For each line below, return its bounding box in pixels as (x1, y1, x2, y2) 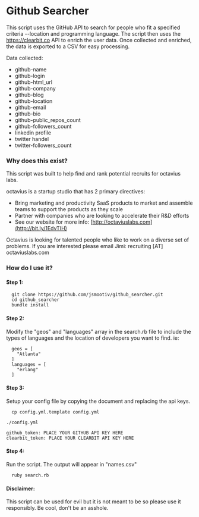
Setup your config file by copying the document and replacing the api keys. (6, 397, 191, 405)
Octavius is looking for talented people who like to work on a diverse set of (6, 236, 189, 243)
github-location (14, 97, 53, 105)
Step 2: (6, 314, 25, 322)
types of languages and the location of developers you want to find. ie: (6, 334, 179, 341)
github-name (14, 65, 47, 73)
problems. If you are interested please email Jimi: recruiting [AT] (6, 243, 163, 250)
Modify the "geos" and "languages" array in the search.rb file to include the (6, 328, 191, 335)
